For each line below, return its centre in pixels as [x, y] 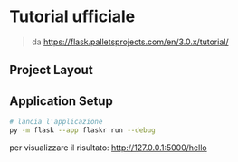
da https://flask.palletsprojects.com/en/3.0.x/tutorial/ [130, 42]
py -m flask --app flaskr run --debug [82, 130]
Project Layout [51, 70]
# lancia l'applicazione [56, 122]
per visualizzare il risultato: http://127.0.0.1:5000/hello [108, 148]
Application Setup [61, 101]
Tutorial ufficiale [72, 17]
